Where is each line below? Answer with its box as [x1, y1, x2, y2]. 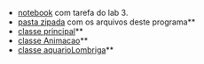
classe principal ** [17, 26, 83, 36]
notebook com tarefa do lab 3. [17, 8, 129, 18]
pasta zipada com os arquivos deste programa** [17, 17, 196, 27]
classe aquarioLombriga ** [17, 45, 114, 55]
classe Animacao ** [17, 35, 89, 46]
